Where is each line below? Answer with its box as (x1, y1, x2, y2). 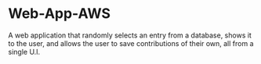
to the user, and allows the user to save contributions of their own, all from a (8, 38, 254, 48)
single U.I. (8, 47, 41, 56)
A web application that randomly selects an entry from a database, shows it (8, 30, 252, 40)
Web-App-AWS (8, 5, 111, 23)
